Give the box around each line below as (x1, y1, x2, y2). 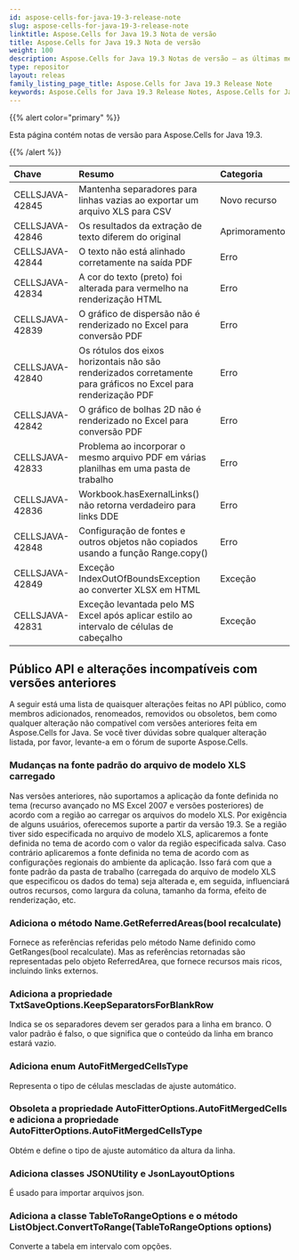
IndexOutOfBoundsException (78, 572, 200, 584)
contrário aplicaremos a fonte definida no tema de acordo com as (9, 847, 250, 858)
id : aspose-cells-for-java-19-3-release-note (9, 12, 181, 22)
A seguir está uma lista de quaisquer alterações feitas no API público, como (9, 699, 287, 710)
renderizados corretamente (78, 366, 194, 378)
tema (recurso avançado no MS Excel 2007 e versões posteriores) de (9, 800, 264, 810)
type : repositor (9, 63, 69, 72)
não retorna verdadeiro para (78, 499, 197, 511)
